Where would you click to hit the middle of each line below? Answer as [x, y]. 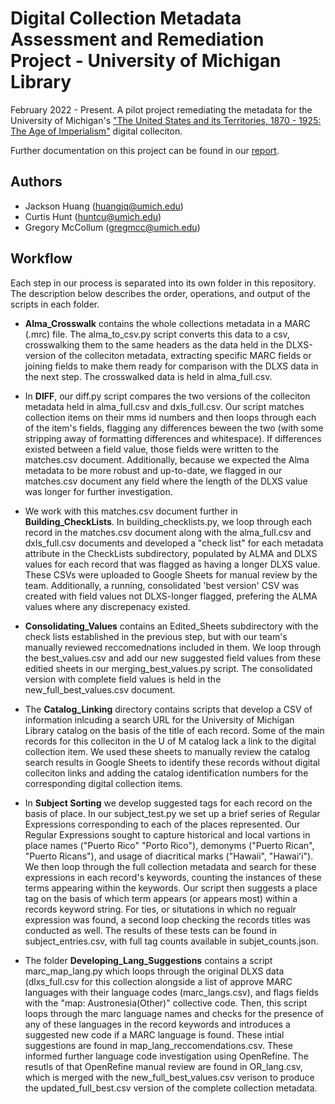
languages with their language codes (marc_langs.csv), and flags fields [171, 992]
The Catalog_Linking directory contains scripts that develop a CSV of [168, 709]
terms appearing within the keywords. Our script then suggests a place [171, 888]
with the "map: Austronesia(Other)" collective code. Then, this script [166, 1003]
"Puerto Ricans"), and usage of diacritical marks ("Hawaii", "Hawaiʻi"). [169, 856]
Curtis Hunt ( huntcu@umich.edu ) [93, 216]
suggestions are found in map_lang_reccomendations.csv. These [158, 1045]
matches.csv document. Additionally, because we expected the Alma [167, 459]
